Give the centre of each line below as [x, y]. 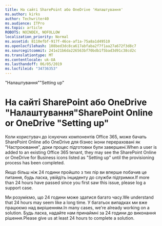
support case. [19, 188]
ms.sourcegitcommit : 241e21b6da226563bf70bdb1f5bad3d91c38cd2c [71, 50]
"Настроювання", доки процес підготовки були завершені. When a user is [81, 147]
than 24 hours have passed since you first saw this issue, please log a [76, 182]
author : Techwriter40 [27, 19]
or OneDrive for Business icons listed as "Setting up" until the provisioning [80, 158]
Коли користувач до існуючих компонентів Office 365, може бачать [76, 136]
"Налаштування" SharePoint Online [79, 113]
